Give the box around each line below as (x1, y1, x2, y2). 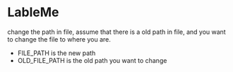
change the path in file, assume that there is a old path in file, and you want (7, 28, 226, 36)
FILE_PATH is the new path (17, 49, 96, 57)
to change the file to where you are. (7, 35, 112, 43)
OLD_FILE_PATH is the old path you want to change (17, 56, 167, 64)
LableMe (7, 4, 59, 20)
